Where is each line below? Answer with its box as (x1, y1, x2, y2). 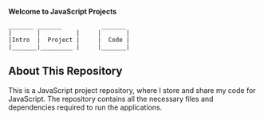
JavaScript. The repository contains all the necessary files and (8, 94, 214, 103)
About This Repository (8, 64, 123, 78)
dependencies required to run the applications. (8, 103, 163, 112)
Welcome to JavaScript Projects (8, 7, 117, 16)
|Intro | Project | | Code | (8, 36, 130, 44)
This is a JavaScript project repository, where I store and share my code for (8, 85, 257, 95)
